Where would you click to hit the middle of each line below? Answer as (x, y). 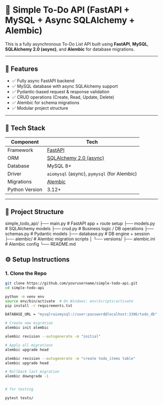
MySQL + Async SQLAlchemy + (70, 20)
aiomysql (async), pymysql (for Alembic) (92, 173)
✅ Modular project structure (40, 108)
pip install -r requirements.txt (39, 305)
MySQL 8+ (59, 166)
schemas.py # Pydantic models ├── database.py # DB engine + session (77, 234)
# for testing (19, 389)
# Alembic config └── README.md (41, 244)
